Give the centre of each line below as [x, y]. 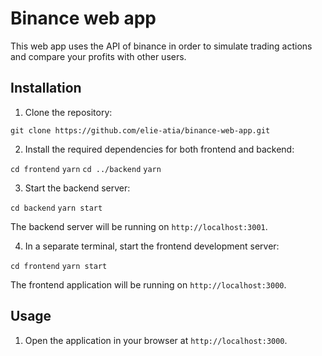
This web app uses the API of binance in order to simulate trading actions [161, 46]
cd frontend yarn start [59, 266]
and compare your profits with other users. [98, 56]
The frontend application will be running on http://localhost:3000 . [148, 284]
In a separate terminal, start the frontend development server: [152, 246]
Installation [46, 88]
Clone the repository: [68, 112]
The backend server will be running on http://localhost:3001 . [139, 226]
